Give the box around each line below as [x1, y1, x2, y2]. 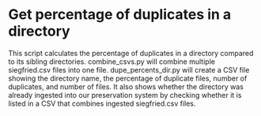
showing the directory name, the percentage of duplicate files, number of [8, 73, 248, 83]
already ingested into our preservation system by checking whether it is [8, 90, 242, 99]
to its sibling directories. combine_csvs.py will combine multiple [8, 57, 216, 66]
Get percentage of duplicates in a [8, 6, 232, 24]
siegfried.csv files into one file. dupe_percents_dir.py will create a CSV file [8, 65, 250, 74]
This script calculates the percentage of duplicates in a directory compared [8, 48, 254, 58]
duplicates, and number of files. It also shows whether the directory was [8, 81, 244, 92]
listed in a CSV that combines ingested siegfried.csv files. [8, 99, 196, 108]
